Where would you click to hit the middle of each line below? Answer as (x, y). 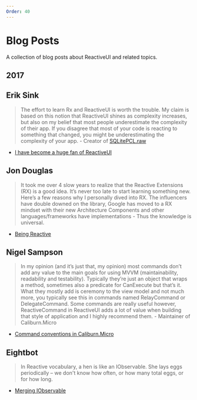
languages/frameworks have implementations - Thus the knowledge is (106, 216)
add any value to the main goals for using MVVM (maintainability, (99, 273)
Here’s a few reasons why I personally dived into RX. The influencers (103, 197)
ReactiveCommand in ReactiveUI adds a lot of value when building (101, 310)
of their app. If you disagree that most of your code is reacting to (99, 128)
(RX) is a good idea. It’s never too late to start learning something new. (106, 191)
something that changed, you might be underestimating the (92, 134)
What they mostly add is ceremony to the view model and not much (102, 291)
